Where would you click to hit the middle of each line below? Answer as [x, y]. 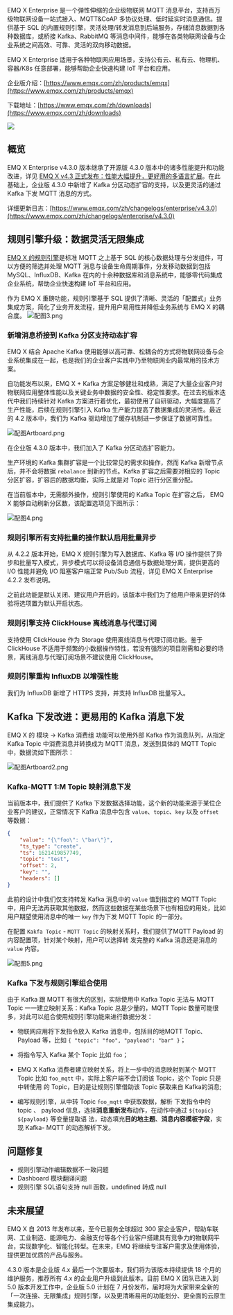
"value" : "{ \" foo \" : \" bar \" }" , [66, 840]
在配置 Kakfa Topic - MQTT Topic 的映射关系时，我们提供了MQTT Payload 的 [115, 931]
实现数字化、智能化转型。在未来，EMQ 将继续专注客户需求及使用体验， [121, 1246]
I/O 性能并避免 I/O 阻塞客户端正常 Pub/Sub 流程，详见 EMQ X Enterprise [110, 571]
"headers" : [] [40, 879]
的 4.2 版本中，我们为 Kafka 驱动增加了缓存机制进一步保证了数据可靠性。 [112, 418]
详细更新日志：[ [30, 208]
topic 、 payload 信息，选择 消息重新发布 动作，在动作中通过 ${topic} [115, 1111]
